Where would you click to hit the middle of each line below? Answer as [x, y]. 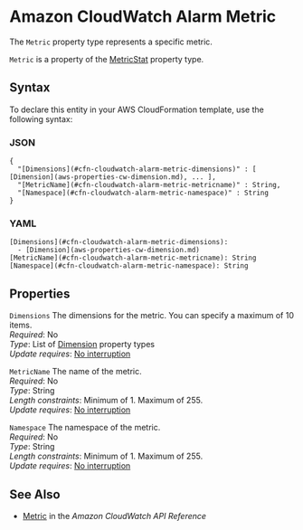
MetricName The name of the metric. [76, 372]
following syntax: [41, 118]
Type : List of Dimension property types [82, 345]
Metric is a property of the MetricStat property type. [107, 59]
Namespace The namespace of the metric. [85, 428]
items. [21, 325]
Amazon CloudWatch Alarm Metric [143, 17]
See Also [35, 494]
